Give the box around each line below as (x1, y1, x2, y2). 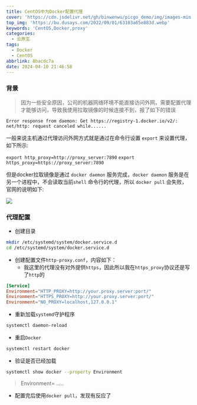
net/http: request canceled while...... (6, 123, 107, 129)
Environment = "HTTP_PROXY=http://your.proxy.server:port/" (6, 288, 152, 294)
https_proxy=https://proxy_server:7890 (6, 160, 104, 166)
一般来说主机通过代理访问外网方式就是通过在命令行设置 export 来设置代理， (6, 134, 191, 141)
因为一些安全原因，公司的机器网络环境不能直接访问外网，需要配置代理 (20, 99, 192, 106)
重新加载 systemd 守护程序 (14, 311, 75, 318)
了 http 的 (23, 271, 45, 278)
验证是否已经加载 (14, 357, 57, 364)
